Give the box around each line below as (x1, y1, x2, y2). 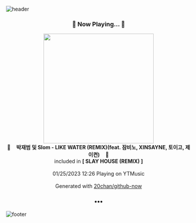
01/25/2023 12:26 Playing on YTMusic (52, 170, 145, 177)
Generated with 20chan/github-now (55, 183, 142, 190)
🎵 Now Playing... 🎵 (72, 20, 126, 28)
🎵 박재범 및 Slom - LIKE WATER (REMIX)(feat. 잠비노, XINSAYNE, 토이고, (6, 144, 184, 151)
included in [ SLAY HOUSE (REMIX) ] (54, 158, 143, 165)
